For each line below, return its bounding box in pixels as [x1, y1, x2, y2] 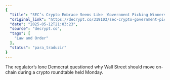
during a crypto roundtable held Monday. [17, 69, 104, 75]
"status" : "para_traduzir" [10, 45, 67, 50]
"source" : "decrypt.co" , [10, 26, 62, 31]
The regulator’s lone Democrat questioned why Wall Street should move [5, 64, 155, 70]
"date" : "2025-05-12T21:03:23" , [10, 21, 78, 27]
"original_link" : [10, 17, 47, 22]
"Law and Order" [14, 36, 49, 41]
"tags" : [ [10, 31, 30, 36]
